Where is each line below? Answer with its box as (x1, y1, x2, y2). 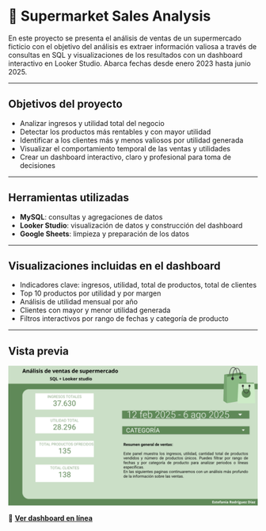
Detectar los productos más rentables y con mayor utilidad (19, 127, 211, 136)
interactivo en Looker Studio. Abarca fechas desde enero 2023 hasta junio (8, 59, 251, 68)
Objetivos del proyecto (8, 97, 123, 111)
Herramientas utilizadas (8, 191, 129, 204)
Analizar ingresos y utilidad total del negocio (19, 118, 165, 128)
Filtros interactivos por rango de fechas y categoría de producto (19, 314, 229, 323)
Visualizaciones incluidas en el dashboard (8, 259, 221, 273)
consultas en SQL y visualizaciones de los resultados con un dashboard (8, 50, 243, 59)
